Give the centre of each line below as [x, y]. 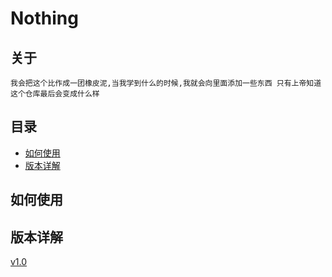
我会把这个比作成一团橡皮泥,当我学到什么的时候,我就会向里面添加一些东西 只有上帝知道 [166, 83]
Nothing [44, 18]
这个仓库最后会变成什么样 [55, 94]
